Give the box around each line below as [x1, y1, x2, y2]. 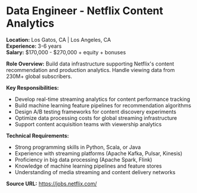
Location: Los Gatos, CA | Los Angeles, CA [6, 36, 111, 43]
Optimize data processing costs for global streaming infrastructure [14, 114, 177, 122]
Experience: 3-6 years [6, 42, 62, 50]
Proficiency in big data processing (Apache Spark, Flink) [14, 156, 153, 163]
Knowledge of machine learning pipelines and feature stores [14, 162, 162, 169]
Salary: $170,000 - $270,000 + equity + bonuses [6, 48, 126, 55]
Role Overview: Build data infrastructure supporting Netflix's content [6, 60, 175, 67]
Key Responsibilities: [6, 84, 59, 91]
